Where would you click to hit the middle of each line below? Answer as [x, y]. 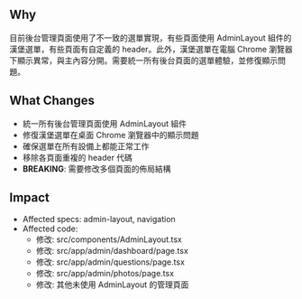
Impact [29, 198]
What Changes [52, 101]
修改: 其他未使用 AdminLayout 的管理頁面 [112, 285]
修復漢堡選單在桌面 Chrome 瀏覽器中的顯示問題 [111, 135]
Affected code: [50, 229]
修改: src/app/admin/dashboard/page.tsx [112, 251]
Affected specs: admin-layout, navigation [99, 220]
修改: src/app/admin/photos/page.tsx [105, 274]
